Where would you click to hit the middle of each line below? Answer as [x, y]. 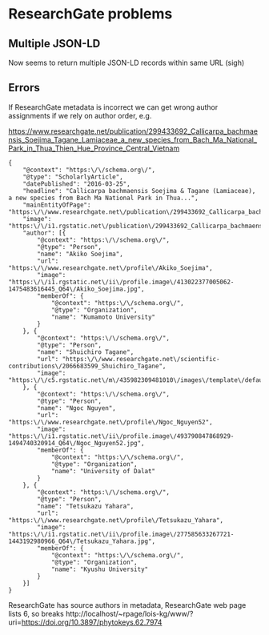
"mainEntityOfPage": [57, 205]
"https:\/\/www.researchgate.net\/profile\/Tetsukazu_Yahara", [116, 520]
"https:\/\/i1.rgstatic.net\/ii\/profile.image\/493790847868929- [121, 436]
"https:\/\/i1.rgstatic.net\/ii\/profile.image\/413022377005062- [121, 282]
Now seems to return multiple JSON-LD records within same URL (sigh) [126, 62]
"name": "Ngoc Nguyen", [76, 408]
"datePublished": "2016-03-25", [76, 184]
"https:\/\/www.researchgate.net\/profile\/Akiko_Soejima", [111, 268]
